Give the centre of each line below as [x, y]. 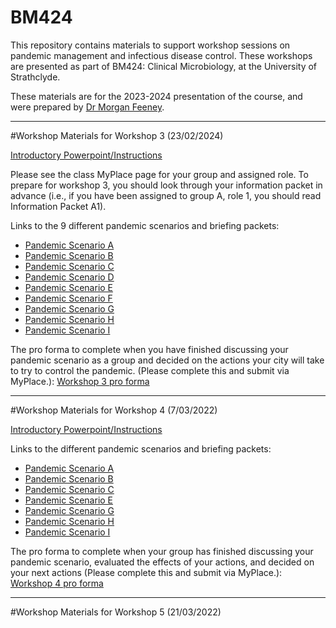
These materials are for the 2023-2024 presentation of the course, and [156, 96]
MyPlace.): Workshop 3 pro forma [80, 381]
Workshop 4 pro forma [57, 583]
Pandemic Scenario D [69, 277]
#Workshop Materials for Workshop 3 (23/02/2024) [117, 135]
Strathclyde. [35, 77]
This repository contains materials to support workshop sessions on [150, 45]
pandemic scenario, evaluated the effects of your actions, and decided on [162, 562]
